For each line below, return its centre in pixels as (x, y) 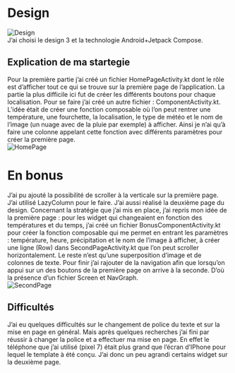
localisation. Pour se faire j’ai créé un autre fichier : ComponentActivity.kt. (114, 102)
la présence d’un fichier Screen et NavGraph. (73, 278)
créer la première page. (41, 139)
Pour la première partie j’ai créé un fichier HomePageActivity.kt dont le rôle (116, 79)
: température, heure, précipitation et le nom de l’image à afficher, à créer (114, 240)
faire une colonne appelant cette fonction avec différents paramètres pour (115, 131)
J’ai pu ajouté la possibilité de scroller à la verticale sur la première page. (113, 195)
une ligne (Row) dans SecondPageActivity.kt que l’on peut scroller (103, 247)
